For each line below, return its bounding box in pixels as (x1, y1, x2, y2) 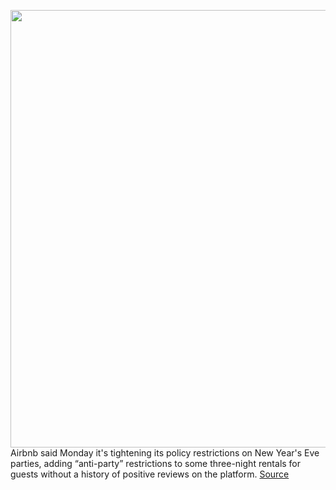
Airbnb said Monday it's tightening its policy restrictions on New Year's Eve (10, 447, 320, 459)
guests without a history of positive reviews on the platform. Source (10, 468, 290, 480)
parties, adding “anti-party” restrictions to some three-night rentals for (10, 458, 302, 469)
